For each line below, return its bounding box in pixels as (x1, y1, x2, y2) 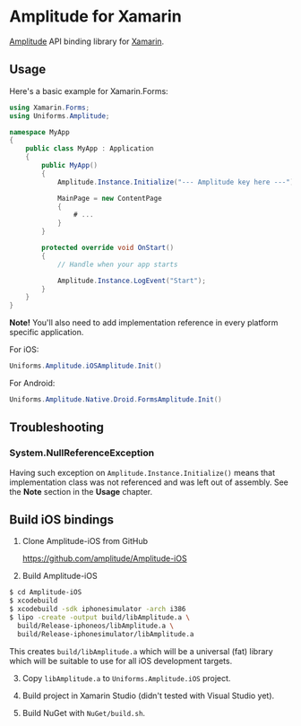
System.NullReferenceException (9, 446, 155, 459)
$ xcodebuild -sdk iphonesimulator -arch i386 (9, 605, 186, 614)
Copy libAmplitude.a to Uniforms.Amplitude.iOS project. (21, 672, 231, 683)
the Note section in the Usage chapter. (9, 486, 153, 497)
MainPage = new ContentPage (56, 194, 163, 203)
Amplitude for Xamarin (9, 6, 182, 27)
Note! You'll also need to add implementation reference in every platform (9, 317, 279, 328)
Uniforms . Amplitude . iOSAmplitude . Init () (9, 361, 163, 371)
